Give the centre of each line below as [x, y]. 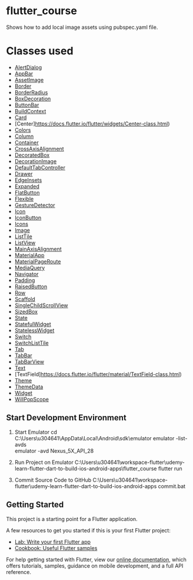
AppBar [24, 73]
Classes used [40, 51]
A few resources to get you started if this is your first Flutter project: [88, 530]
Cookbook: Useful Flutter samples [56, 548]
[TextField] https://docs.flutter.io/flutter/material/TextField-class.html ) [98, 374]
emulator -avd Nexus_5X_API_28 [54, 451]
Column [24, 136]
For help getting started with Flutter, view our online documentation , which [96, 559]
